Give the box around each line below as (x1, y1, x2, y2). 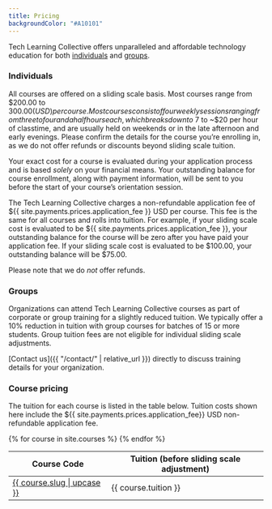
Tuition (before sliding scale (130, 453, 241, 464)
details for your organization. (8, 362, 105, 373)
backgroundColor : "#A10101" (8, 19, 104, 28)
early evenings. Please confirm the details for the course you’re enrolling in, (8, 131, 261, 142)
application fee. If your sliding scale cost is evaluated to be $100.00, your (8, 241, 253, 250)
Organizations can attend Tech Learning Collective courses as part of (8, 304, 240, 314)
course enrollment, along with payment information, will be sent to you (8, 173, 244, 183)
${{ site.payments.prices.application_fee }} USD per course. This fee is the (8, 206, 257, 216)
